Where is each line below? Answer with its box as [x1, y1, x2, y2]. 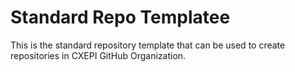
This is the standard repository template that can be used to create [10, 39, 286, 51]
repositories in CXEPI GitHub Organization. [10, 49, 187, 61]
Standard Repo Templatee [10, 6, 231, 29]
